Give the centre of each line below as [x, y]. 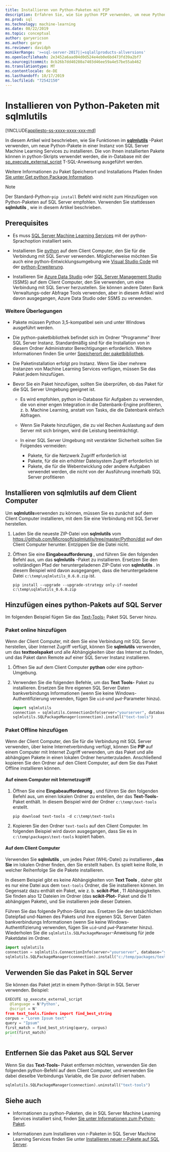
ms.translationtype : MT [30, 66]
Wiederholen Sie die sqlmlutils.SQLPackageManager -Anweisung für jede [80, 933]
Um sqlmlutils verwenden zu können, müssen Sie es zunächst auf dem [79, 513]
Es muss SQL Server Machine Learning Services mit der [71, 235]
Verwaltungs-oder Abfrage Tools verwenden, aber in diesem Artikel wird [88, 293]
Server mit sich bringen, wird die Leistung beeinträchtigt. [79, 430]
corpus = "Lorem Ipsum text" [36, 1018]
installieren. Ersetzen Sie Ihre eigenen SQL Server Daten [71, 688]
